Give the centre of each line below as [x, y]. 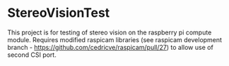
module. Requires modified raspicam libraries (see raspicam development [115, 39]
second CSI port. [32, 55]
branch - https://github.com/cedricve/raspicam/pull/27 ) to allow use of [110, 47]
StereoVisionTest [59, 13]
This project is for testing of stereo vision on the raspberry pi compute [110, 32]
